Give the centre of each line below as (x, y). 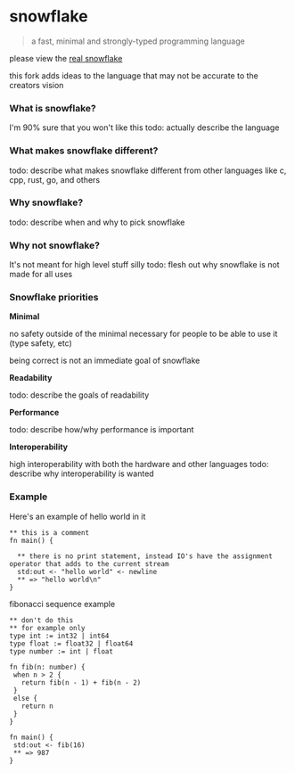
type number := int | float (61, 651)
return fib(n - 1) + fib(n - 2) (81, 683)
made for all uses (41, 275)
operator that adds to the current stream (89, 563)
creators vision (37, 85)
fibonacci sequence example (62, 604)
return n (37, 706)
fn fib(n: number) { (48, 667)
